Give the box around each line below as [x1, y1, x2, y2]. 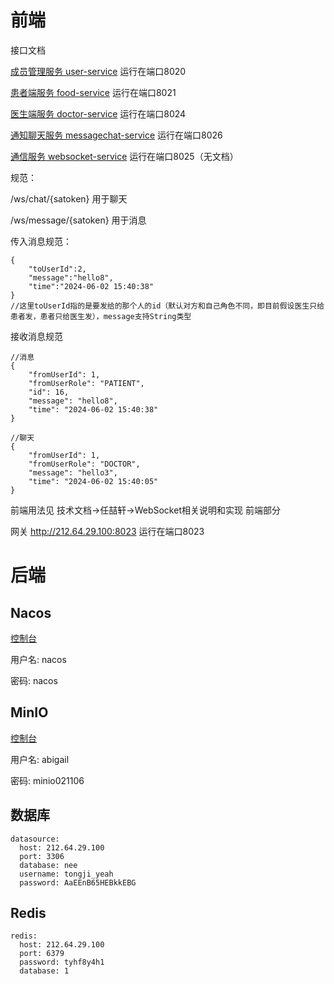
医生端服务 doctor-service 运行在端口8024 [10, 107, 187, 120]
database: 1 [19, 966, 70, 976]
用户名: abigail [10, 753, 70, 765]
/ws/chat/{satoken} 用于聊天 [10, 192, 128, 205]
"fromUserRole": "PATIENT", [28, 378, 145, 388]
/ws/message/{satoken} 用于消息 [10, 214, 147, 226]
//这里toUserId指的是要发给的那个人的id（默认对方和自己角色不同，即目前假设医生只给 [10, 301, 325, 311]
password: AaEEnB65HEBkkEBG [19, 877, 137, 888]
